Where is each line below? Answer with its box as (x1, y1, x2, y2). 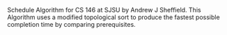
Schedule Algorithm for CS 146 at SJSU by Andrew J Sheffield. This (7, 6, 201, 14)
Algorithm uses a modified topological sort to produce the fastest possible (7, 13, 221, 21)
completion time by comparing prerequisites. (7, 21, 136, 28)
